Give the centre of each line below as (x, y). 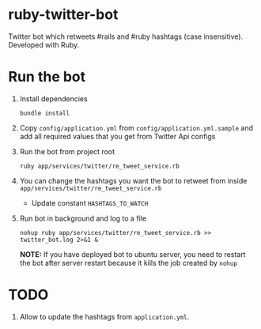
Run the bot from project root (67, 151)
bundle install (45, 113)
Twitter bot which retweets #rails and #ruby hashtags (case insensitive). (126, 36)
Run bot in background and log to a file (83, 218)
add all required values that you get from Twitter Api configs (117, 136)
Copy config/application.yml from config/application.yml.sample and (136, 127)
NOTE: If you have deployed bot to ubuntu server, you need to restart (132, 254)
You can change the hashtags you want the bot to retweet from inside (133, 180)
